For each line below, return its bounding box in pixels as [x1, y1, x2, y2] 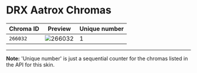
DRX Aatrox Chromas [6, 4, 112, 17]
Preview [47, 25, 72, 33]
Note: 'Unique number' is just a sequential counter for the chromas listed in [6, 55, 188, 62]
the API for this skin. [6, 61, 55, 68]
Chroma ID [9, 25, 39, 33]
